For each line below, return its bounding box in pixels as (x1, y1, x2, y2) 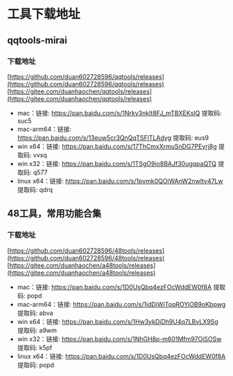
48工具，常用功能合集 (7, 208, 102, 220)
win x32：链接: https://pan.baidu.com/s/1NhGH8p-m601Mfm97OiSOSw (17, 334, 222, 343)
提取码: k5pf (17, 343, 53, 352)
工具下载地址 (7, 6, 81, 22)
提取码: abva (17, 309, 53, 317)
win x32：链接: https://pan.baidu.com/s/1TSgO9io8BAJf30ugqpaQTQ (17, 159, 217, 168)
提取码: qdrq (17, 185, 53, 194)
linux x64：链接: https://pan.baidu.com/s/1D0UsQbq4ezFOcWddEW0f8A (17, 352, 226, 360)
